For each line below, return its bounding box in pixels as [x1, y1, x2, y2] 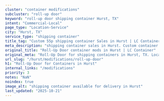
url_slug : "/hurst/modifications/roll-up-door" [5, 57, 104, 62]
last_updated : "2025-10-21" [5, 88, 62, 93]
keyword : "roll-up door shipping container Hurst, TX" [5, 16, 119, 21]
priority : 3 [5, 70, 29, 75]
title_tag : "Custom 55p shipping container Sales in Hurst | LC [5, 39, 139, 44]
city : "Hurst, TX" [5, 30, 42, 34]
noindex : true [5, 79, 34, 84]
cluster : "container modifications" [5, 7, 80, 12]
